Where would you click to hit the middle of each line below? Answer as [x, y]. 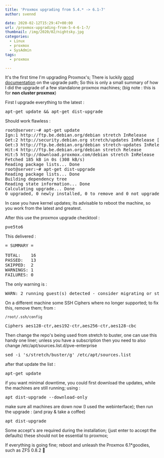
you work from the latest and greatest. [43, 208]
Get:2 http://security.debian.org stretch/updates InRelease [80, 140]
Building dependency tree [36, 179]
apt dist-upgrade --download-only [46, 397]
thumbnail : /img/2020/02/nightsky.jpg [44, 32]
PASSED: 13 [21, 260]
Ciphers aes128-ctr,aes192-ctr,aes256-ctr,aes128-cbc [71, 326]
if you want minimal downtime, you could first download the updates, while [80, 383]
